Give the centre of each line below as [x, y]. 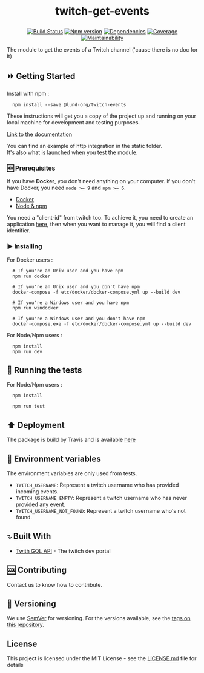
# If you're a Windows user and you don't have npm [79, 319]
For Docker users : [30, 260]
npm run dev [28, 351]
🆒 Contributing [37, 570]
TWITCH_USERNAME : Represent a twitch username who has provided [97, 485]
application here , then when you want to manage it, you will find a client [96, 224]
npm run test [29, 407]
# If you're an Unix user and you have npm [68, 271]
